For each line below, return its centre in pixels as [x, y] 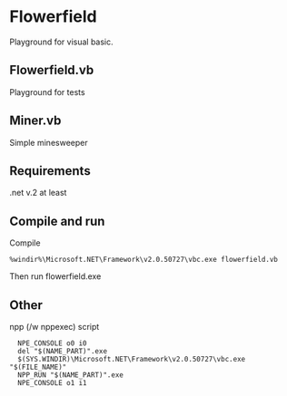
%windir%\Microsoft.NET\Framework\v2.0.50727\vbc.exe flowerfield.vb [144, 260]
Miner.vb [35, 121]
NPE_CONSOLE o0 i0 [53, 343]
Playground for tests [47, 92]
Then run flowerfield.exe [55, 276]
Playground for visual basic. [61, 42]
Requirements [50, 171]
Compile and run [57, 221]
